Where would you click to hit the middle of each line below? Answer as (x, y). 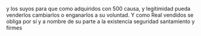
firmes (14, 28)
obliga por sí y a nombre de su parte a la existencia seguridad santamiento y (100, 21)
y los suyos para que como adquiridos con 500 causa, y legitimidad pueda (98, 9)
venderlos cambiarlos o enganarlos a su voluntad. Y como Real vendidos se (100, 15)
